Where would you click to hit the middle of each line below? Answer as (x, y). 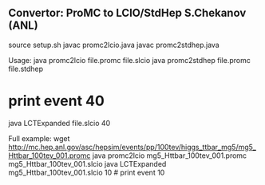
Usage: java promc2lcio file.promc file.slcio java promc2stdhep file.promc (130, 60)
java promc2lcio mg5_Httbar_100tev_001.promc (170, 155)
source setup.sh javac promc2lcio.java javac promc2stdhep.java (114, 45)
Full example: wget (39, 138)
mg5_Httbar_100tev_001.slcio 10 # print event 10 (87, 172)
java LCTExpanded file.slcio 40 (59, 123)
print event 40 (57, 101)
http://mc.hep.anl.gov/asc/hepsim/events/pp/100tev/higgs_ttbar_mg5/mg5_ (132, 147)
